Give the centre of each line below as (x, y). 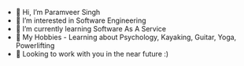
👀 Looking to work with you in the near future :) (92, 54)
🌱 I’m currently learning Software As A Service (91, 29)
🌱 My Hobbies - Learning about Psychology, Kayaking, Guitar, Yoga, (126, 37)
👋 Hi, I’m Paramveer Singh (58, 12)
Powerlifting (35, 46)
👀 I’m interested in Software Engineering (81, 20)
